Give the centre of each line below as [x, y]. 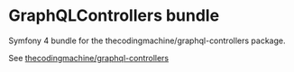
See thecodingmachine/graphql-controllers [89, 58]
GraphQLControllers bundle [114, 16]
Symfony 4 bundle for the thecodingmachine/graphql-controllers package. [147, 40]
